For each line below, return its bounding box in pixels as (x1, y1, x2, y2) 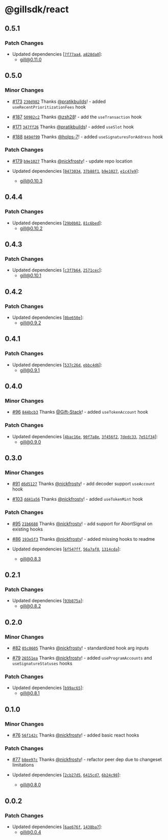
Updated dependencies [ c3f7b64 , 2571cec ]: (12, 267, 103, 273)
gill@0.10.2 (19, 225, 43, 231)
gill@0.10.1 (19, 273, 41, 279)
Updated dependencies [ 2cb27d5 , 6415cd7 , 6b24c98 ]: (12, 772, 121, 778)
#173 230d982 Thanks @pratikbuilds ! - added (12, 98, 106, 105)
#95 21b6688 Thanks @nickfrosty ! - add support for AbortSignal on (12, 520, 153, 526)
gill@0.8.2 (19, 603, 41, 609)
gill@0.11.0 (19, 56, 42, 63)
